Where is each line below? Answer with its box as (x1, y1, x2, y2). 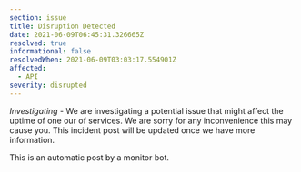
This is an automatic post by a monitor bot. (9, 151, 170, 163)
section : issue (9, 13, 67, 23)
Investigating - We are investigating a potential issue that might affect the (9, 105, 284, 116)
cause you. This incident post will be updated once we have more (9, 124, 256, 136)
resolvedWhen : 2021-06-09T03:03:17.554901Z (9, 55, 177, 64)
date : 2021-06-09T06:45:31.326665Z (9, 30, 145, 39)
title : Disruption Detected (9, 22, 116, 31)
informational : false (9, 47, 92, 56)
